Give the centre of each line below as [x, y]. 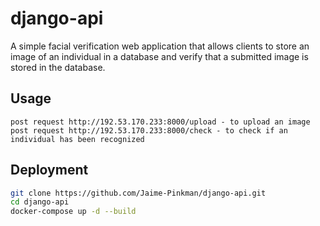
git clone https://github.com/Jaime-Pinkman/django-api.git [138, 193]
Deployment [49, 170]
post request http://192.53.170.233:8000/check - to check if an [149, 130]
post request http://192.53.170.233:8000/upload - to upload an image [160, 122]
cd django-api [40, 202]
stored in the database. [58, 67]
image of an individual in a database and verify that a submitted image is [159, 56]
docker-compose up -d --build [73, 212]
